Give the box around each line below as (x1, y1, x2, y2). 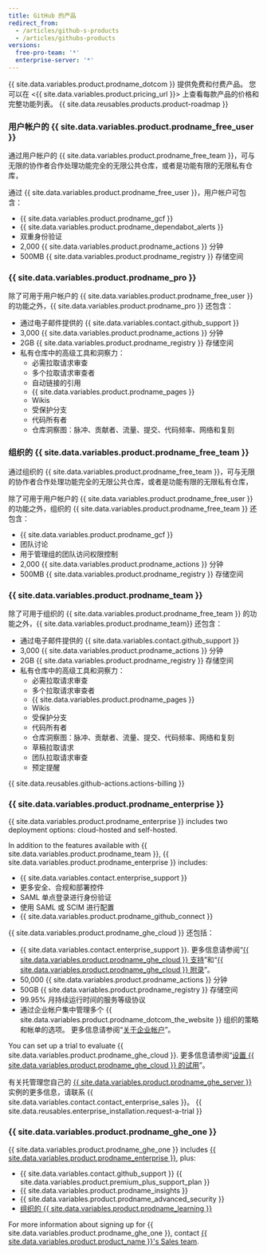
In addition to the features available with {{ (8, 841, 147, 850)
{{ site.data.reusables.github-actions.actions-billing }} (8, 778, 185, 788)
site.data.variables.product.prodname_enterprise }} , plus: (8, 1152, 197, 1163)
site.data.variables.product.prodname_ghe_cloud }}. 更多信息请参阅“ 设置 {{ (8, 1050, 255, 1060)
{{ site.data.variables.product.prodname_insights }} (19, 1185, 189, 1195)
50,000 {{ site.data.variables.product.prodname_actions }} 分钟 (19, 975, 228, 985)
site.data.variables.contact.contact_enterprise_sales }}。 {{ (8, 1097, 202, 1107)
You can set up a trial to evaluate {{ (8, 1041, 124, 1051)
